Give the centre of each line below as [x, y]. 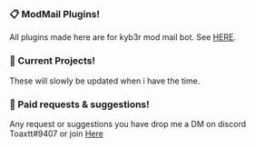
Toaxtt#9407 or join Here [57, 133]
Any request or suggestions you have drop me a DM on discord [128, 123]
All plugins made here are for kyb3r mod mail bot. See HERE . [123, 37]
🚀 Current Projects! [52, 61]
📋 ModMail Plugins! [55, 14]
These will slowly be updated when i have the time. [105, 81]
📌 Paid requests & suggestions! [79, 104]
